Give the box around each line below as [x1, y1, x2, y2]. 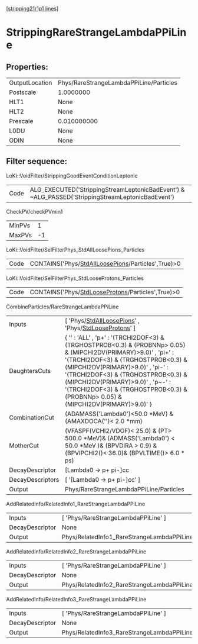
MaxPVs [9, 231, 32, 239]
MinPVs [9, 221, 31, 230]
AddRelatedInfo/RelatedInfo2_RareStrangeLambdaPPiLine [6, 548, 147, 555]
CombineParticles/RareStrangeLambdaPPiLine [6, 303, 119, 310]
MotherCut [9, 441, 39, 449]
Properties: [6, 62, 48, 72]
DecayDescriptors [9, 475, 60, 484]
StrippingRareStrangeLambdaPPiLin [6, 26, 187, 39]
